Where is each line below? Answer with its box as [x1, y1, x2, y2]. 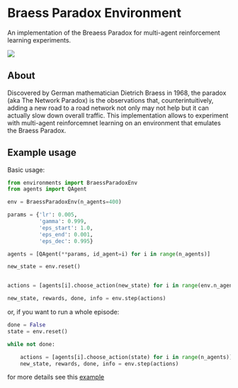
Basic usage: [7, 165, 45, 174]
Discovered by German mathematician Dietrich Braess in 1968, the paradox [7, 89, 227, 97]
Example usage [7, 147, 76, 159]
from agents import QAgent [7, 186, 87, 193]
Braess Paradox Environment [7, 5, 182, 21]
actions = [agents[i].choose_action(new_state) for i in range [7, 282, 198, 290]
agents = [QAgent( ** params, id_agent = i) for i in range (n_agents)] [7, 250, 211, 258]
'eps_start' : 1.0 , [38, 224, 93, 232]
